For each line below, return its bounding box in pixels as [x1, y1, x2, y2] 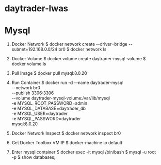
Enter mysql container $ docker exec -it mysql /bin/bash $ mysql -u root [11, 149, 156, 155]
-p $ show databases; [11, 154, 56, 160]
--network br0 [11, 85, 41, 91]
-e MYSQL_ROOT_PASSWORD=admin [11, 100, 88, 106]
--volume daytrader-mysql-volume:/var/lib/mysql [11, 95, 110, 101]
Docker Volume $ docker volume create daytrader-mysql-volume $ [11, 56, 146, 62]
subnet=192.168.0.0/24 [11, 47, 58, 52]
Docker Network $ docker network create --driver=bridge [11, 41, 128, 47]
